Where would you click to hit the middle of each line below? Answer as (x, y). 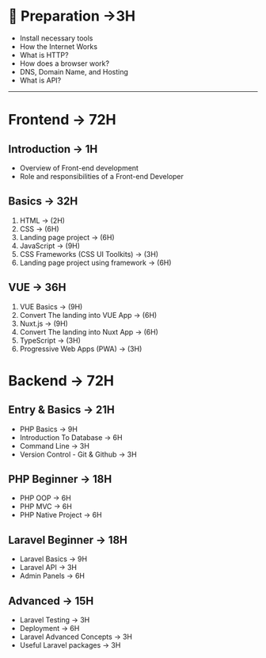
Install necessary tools (56, 38)
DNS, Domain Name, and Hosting (74, 71)
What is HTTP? (44, 55)
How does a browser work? (64, 63)
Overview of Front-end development (79, 168)
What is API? (40, 80)
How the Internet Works (58, 46)
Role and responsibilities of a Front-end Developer (102, 176)
